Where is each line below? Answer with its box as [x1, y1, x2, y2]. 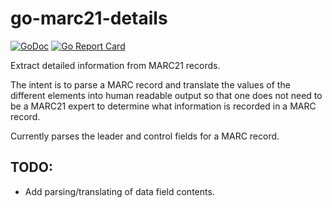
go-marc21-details [10, 7, 168, 30]
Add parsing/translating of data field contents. [24, 185, 215, 197]
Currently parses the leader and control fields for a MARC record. [10, 130, 280, 142]
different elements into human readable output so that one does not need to [10, 89, 323, 101]
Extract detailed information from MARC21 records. [10, 59, 221, 71]
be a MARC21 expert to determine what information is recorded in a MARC [10, 100, 317, 112]
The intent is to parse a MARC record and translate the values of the [10, 78, 291, 91]
